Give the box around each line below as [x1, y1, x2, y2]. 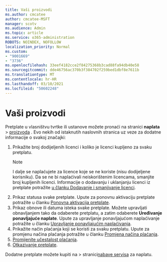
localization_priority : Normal [5, 44, 70, 49]
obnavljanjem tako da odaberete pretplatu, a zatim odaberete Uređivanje [12, 210, 163, 216]
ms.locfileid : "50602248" [5, 86, 59, 91]
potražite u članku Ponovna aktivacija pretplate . [12, 200, 110, 206]
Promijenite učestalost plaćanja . [12, 237, 78, 243]
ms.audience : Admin [5, 26, 46, 31]
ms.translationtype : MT [5, 72, 55, 77]
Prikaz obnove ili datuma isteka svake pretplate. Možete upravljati [12, 205, 147, 211]
